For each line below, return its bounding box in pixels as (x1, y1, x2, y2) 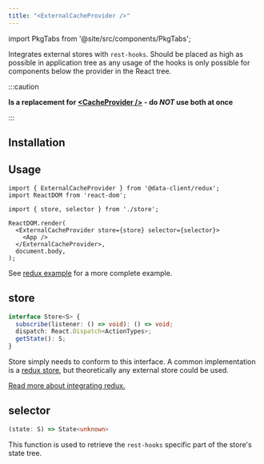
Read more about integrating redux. (8, 381, 126, 390)
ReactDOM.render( (8, 219, 66, 227)
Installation (8, 136, 66, 150)
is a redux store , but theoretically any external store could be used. (8, 366, 230, 375)
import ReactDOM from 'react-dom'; (8, 191, 127, 199)
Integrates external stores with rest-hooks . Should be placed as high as (8, 49, 244, 58)
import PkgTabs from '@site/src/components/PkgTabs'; (8, 34, 191, 43)
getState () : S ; (15, 335, 66, 343)
